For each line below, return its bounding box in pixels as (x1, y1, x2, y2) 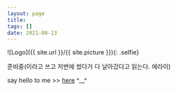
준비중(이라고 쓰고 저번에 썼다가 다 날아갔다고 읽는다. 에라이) (7, 63, 171, 71)
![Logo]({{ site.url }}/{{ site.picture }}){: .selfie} (7, 48, 140, 57)
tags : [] (7, 23, 33, 30)
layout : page (7, 10, 45, 17)
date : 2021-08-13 (7, 29, 58, 37)
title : (7, 17, 26, 23)
